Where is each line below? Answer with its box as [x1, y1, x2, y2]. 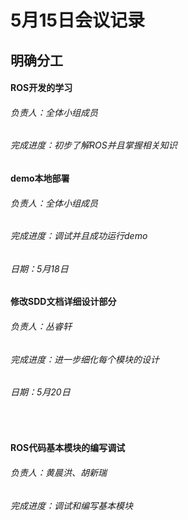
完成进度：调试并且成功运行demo [10, 230, 148, 242]
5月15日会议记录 [10, 9, 145, 32]
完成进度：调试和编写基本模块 [10, 499, 133, 511]
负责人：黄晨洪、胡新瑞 [10, 467, 107, 479]
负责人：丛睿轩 [10, 321, 72, 332]
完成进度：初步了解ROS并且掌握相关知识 [10, 139, 178, 151]
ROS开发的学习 [10, 82, 73, 94]
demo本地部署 [10, 172, 70, 184]
